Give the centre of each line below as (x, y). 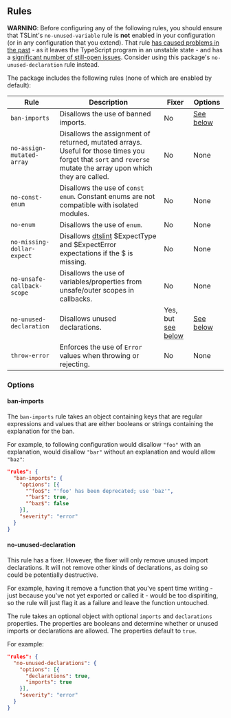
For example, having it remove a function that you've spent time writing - (110, 588)
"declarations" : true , (58, 676)
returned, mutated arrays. (101, 142)
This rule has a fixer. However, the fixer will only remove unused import (108, 560)
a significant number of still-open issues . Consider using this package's (109, 57)
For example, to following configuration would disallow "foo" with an (104, 444)
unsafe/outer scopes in (97, 290)
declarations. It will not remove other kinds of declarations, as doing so (108, 567)
